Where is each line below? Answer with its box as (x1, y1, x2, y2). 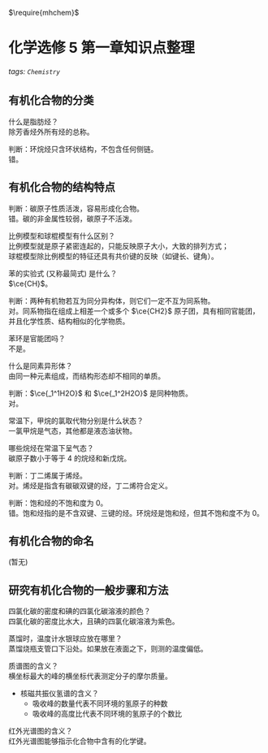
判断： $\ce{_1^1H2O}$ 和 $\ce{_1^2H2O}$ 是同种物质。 (8, 388, 192, 398)
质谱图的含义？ (8, 661, 58, 671)
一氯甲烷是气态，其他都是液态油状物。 (8, 426, 136, 435)
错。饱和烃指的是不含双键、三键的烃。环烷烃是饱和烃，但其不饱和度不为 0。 (8, 508, 264, 517)
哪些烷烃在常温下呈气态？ (8, 443, 94, 452)
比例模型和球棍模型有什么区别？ (8, 231, 115, 240)
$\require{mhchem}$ (8, 8, 80, 17)
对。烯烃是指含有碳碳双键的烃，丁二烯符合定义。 (8, 480, 172, 491)
